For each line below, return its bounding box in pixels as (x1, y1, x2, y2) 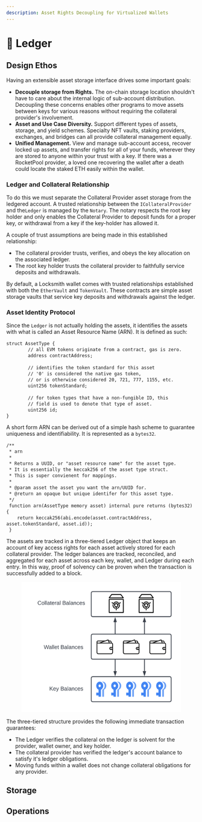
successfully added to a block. (6, 570, 83, 577)
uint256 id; (28, 407, 58, 413)
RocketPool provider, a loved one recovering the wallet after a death (14, 159, 184, 166)
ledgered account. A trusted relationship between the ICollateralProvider (6, 200, 192, 208)
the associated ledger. (14, 255, 71, 263)
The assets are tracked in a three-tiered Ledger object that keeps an (6, 538, 176, 545)
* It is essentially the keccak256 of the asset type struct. (8, 467, 169, 473)
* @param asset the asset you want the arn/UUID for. (8, 485, 147, 491)
